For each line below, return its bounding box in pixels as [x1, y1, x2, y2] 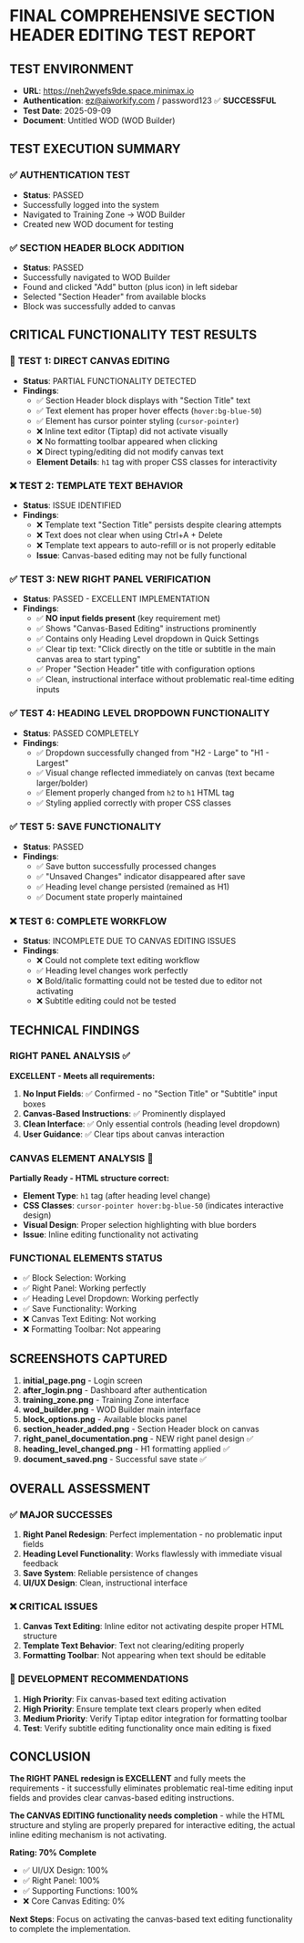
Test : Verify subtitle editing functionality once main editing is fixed [22, 1722, 271, 1733]
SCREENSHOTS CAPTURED [9, 1351, 168, 1366]
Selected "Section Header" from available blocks [22, 291, 207, 302]
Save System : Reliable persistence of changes [22, 1567, 198, 1578]
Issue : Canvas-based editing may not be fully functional [35, 549, 248, 561]
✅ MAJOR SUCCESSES [9, 1508, 113, 1521]
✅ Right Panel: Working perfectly [22, 1283, 147, 1294]
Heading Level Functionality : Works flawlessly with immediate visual [22, 1548, 282, 1559]
